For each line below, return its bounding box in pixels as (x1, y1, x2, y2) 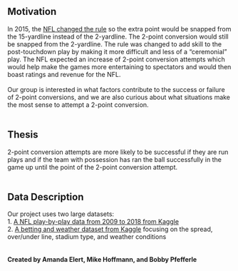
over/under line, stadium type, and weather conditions (7, 232, 167, 241)
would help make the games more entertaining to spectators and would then (7, 62, 232, 71)
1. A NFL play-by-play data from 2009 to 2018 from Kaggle (7, 218, 180, 226)
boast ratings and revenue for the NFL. (7, 70, 121, 78)
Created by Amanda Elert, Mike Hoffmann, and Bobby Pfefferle (7, 255, 197, 264)
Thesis (7, 128, 38, 141)
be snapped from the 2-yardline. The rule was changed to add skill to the (7, 39, 222, 48)
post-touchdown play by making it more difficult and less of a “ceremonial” (7, 47, 227, 56)
